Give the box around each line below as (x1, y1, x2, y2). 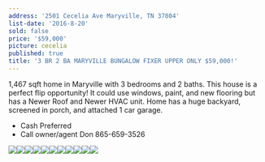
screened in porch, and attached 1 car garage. (8, 104, 163, 114)
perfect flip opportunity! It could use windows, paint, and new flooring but (8, 87, 256, 97)
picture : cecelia (8, 42, 67, 50)
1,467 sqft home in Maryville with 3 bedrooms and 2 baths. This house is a (8, 79, 258, 89)
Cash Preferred (20, 121, 72, 130)
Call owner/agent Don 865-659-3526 (20, 129, 146, 139)
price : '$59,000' (8, 34, 67, 43)
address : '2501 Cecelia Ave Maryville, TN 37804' (8, 11, 180, 20)
